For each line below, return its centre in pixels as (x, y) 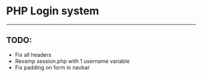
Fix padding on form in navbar (52, 67)
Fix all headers (33, 54)
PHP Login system (53, 11)
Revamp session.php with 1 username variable (72, 61)
